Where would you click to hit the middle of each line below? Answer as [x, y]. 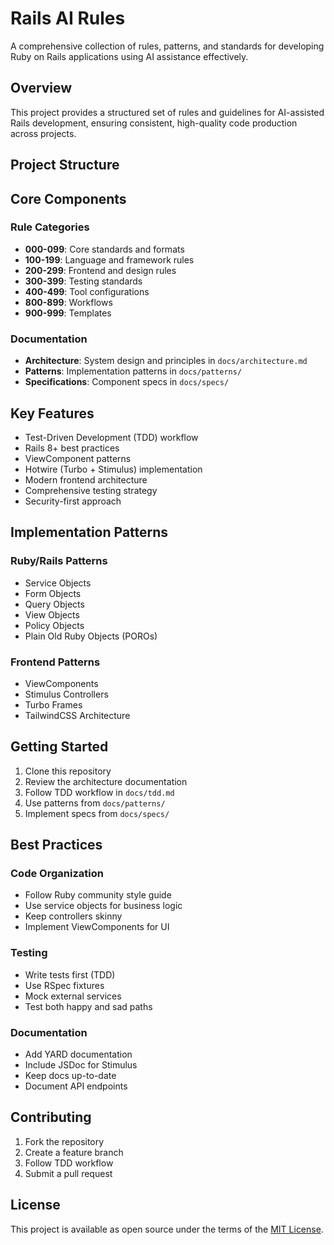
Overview [41, 88]
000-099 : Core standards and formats [104, 249]
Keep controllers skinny [73, 916]
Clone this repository [68, 771]
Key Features [52, 413]
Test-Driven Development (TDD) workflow [111, 437]
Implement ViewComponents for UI [97, 927]
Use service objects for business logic [103, 906]
